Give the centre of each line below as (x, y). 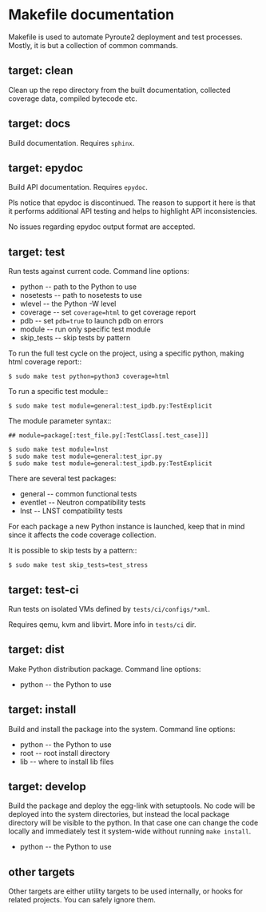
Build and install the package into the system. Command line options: (122, 729)
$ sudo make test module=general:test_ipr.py (85, 457)
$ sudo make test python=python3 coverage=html (89, 377)
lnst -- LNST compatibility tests (71, 511)
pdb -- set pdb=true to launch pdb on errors (91, 321)
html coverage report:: (45, 362)
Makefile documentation (91, 15)
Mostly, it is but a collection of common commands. (93, 45)
